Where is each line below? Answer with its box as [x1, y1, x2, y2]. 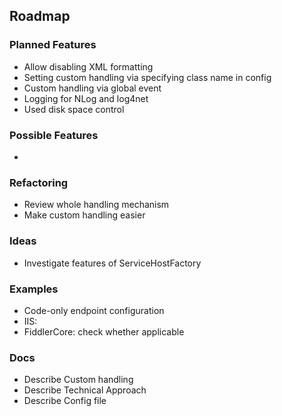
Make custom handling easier [23, 209, 146, 221]
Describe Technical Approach [23, 384, 147, 396]
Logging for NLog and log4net [23, 92, 149, 104]
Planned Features [9, 38, 97, 52]
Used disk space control [23, 103, 125, 115]
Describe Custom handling [23, 374, 134, 386]
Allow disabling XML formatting [23, 60, 154, 73]
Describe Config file [23, 395, 107, 407]
